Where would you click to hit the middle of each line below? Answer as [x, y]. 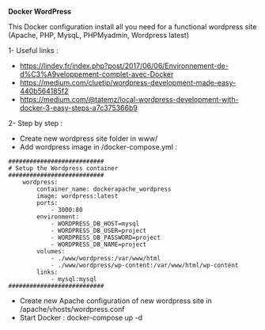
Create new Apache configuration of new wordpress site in [115, 301]
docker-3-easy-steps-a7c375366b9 [79, 108]
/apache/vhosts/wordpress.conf [72, 309]
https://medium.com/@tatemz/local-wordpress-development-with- [129, 99]
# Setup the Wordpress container [63, 169]
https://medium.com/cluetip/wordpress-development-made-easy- [128, 83]
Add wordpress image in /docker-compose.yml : [98, 147]
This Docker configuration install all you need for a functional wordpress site [132, 27]
